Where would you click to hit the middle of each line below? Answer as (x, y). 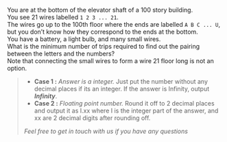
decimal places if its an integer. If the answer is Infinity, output (122, 89)
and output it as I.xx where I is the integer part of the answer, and (126, 110)
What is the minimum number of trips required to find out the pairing (104, 46)
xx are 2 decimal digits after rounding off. (92, 118)
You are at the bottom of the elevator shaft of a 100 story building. (100, 10)
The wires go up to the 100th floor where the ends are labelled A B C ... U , (114, 24)
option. (17, 68)
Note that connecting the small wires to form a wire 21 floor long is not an (110, 61)
